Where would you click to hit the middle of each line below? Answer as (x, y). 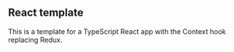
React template (46, 13)
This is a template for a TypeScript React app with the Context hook (117, 31)
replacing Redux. (35, 40)
